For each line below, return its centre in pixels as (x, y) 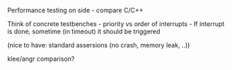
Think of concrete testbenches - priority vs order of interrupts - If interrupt (116, 24)
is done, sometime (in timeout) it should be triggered (84, 31)
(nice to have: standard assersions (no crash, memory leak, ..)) (99, 45)
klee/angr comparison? (41, 59)
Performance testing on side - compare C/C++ (75, 10)
